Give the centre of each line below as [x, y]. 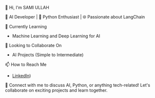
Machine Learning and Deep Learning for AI [56, 36]
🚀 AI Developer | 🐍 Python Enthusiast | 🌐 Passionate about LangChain [75, 17]
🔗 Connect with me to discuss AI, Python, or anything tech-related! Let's [77, 85]
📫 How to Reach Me [26, 65]
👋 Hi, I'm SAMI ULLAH [27, 8]
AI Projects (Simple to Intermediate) [48, 55]
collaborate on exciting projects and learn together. [56, 90]
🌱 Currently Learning [26, 26]
